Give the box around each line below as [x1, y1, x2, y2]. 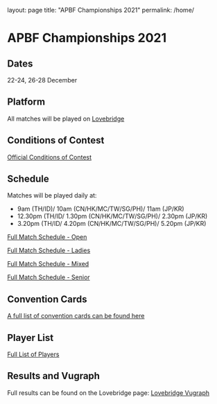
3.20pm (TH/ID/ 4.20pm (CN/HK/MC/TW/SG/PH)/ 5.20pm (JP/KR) [17, 220, 207, 228]
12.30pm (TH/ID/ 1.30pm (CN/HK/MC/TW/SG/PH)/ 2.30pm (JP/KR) [17, 212, 208, 220]
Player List [7, 332, 54, 344]
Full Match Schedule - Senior [7, 273, 90, 281]
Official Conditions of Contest [7, 152, 92, 161]
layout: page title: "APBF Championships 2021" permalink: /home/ [7, 6, 195, 14]
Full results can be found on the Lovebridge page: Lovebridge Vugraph [7, 388, 210, 397]
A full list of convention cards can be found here [7, 312, 145, 320]
